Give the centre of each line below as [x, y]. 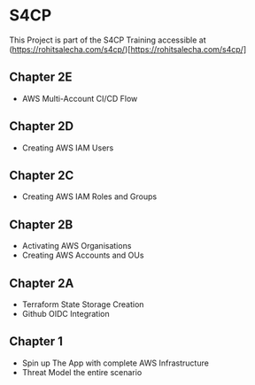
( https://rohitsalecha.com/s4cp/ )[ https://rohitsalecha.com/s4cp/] [128, 49]
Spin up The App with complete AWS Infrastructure [116, 363]
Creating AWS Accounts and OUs [83, 255]
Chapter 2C [42, 175]
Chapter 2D [41, 126]
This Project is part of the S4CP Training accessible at [108, 40]
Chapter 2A [42, 283]
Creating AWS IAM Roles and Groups [89, 196]
